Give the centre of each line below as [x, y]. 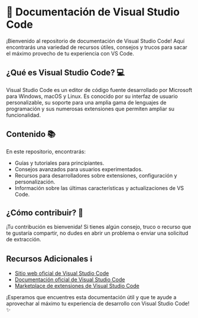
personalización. [35, 182]
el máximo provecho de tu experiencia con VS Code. [70, 53]
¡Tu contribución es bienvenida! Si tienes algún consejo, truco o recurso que [99, 227]
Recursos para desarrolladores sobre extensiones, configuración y [96, 175]
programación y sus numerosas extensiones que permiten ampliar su [90, 109]
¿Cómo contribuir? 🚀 [45, 213]
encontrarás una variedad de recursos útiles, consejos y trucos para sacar [97, 47]
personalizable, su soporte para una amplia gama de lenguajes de [86, 102]
